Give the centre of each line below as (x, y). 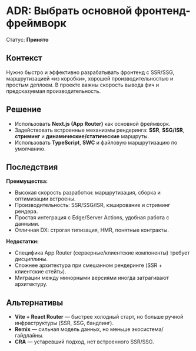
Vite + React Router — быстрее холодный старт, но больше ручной (99, 317)
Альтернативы (35, 302)
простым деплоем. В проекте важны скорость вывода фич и (83, 85)
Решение (24, 110)
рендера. (26, 211)
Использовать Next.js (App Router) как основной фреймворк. (92, 123)
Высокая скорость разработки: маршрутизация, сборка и (87, 193)
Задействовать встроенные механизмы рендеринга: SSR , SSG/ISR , (99, 130)
